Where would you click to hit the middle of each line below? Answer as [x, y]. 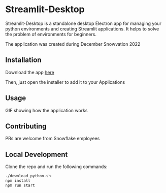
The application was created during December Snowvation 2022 [73, 44]
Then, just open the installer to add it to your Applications [65, 82]
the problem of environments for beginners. [51, 34]
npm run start [20, 185]
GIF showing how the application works [46, 110]
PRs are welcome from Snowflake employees [53, 139]
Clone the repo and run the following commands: [56, 167]
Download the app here [30, 72]
